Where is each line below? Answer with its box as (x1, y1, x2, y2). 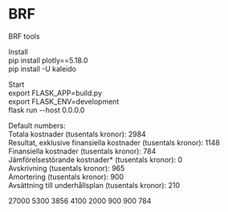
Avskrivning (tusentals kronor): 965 (8, 163, 125, 173)
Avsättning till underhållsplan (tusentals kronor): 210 (8, 180, 181, 190)
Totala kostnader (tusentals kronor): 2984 (8, 129, 146, 139)
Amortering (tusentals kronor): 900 (8, 172, 124, 181)
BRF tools (8, 31, 40, 41)
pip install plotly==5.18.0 (8, 55, 88, 65)
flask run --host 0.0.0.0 (8, 105, 85, 115)
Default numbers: (8, 120, 66, 130)
